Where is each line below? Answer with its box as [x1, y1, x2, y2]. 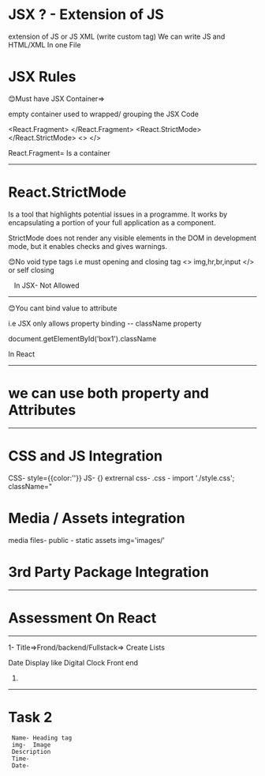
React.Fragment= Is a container [8, 148, 110, 157]
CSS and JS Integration [8, 446, 163, 465]
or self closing [8, 265, 55, 274]
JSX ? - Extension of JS [8, 6, 164, 24]
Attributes [8, 401, 77, 419]
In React [8, 349, 35, 359]
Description [11, 748, 51, 756]
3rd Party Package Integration [8, 563, 209, 581]
